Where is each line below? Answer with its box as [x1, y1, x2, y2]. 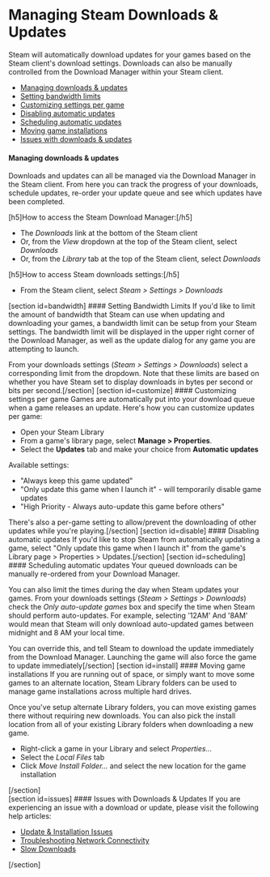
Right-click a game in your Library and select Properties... [19, 744, 213, 754]
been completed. [8, 197, 65, 207]
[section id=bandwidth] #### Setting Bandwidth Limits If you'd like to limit [8, 302, 255, 311]
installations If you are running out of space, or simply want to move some [8, 670, 255, 679]
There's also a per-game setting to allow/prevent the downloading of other [8, 517, 257, 528]
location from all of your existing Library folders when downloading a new [8, 720, 254, 729]
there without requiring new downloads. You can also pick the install [8, 711, 236, 721]
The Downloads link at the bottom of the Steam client [19, 229, 198, 238]
